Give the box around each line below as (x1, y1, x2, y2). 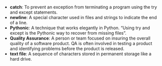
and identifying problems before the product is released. (9, 46, 125, 51)
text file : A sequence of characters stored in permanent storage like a (9, 51, 152, 57)
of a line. (9, 20, 28, 25)
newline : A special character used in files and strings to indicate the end (9, 15, 157, 20)
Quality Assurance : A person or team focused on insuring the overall (9, 35, 151, 41)
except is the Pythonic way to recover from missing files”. (9, 30, 127, 36)
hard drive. (9, 56, 32, 62)
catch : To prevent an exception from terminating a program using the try (9, 4, 158, 10)
